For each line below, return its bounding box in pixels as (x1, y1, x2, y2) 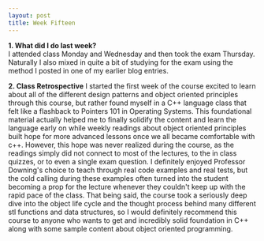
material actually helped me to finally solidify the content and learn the (8, 115, 236, 124)
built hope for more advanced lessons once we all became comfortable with (8, 131, 255, 141)
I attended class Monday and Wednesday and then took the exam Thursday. (8, 49, 255, 58)
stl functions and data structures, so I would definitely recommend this (8, 207, 238, 217)
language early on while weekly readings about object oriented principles (8, 123, 247, 133)
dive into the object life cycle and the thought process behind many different (8, 198, 256, 208)
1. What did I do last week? (8, 40, 97, 50)
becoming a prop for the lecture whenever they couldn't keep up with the (8, 182, 246, 191)
